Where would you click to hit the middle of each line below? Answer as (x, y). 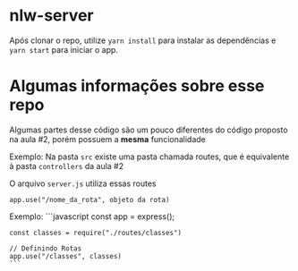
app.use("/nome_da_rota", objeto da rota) (89, 199)
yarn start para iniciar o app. (64, 49)
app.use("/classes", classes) (66, 256)
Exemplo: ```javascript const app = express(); (92, 216)
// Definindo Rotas (46, 248)
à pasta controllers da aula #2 (67, 165)
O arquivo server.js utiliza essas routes (83, 183)
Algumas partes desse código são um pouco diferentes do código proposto (149, 130)
